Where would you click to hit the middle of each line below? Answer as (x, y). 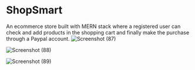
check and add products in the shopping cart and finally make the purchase (98, 32)
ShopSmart (34, 10)
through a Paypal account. (38, 38)
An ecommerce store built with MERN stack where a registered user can (93, 26)
